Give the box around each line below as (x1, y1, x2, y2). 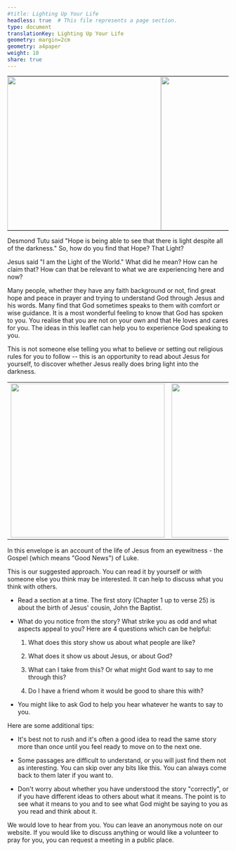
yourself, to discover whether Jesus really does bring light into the (7, 360, 199, 368)
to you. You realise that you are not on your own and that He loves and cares (7, 316, 229, 324)
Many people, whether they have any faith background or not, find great (7, 286, 216, 294)
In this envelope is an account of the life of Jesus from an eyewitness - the (7, 546, 223, 555)
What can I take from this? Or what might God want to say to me (27, 665, 214, 674)
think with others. (7, 582, 58, 591)
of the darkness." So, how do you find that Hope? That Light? (7, 244, 184, 252)
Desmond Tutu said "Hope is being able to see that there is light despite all (7, 237, 223, 245)
